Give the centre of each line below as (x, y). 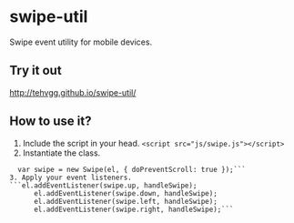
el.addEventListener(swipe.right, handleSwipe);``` (133, 209)
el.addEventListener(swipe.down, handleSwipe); (126, 193)
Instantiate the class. (61, 153)
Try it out (35, 71)
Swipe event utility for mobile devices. (81, 42)
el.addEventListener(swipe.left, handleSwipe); (126, 201)
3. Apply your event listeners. (71, 177)
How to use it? (51, 122)
